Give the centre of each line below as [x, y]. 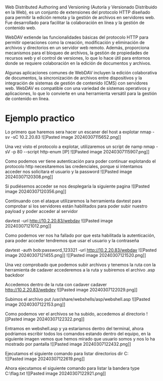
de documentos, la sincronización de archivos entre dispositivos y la [73, 78]
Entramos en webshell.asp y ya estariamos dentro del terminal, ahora [74, 328]
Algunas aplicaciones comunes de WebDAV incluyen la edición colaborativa [81, 73]
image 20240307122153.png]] [35, 304]
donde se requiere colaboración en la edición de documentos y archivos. [78, 63]
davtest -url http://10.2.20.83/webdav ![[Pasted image [59, 221]
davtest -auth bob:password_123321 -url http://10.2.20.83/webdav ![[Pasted [81, 250]
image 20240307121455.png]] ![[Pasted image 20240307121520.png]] [76, 255]
